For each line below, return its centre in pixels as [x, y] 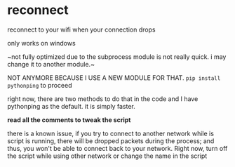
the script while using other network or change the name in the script [107, 156]
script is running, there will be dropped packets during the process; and [111, 141]
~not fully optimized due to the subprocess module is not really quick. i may [117, 56]
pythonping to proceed [40, 85]
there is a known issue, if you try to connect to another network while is [110, 133]
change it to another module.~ [51, 64]
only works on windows [41, 43]
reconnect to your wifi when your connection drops [81, 29]
